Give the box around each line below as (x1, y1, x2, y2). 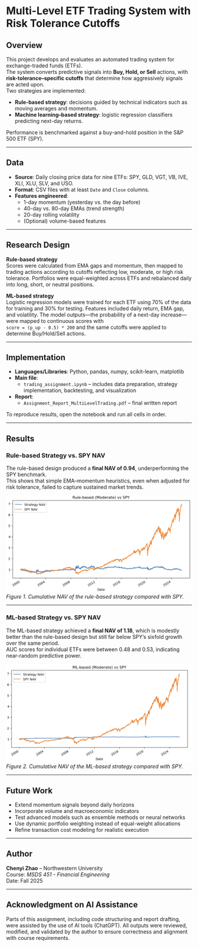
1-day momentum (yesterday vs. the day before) (23, 198, 141, 205)
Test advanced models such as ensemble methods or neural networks (14, 814, 186, 821)
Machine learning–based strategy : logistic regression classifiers (14, 111, 173, 118)
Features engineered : (14, 192, 69, 199)
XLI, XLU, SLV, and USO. (14, 179, 74, 187)
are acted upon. (6, 81, 45, 88)
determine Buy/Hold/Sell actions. (6, 329, 87, 337)
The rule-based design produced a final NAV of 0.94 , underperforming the (6, 465, 189, 472)
